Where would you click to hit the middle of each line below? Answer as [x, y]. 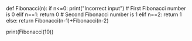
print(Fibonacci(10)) [30, 32]
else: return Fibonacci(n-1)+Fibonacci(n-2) [57, 20]
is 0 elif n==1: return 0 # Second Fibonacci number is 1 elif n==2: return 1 [94, 14]
